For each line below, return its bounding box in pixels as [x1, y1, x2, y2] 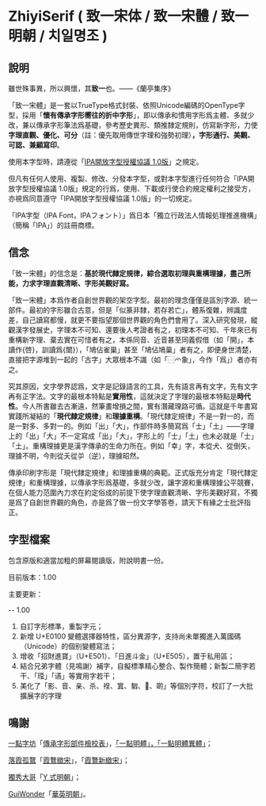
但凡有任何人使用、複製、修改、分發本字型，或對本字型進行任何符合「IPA [8, 174, 248, 183]
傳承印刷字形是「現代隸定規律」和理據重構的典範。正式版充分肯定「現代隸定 [8, 467, 258, 477]
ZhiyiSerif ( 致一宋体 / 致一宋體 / [8, 7, 218, 25]
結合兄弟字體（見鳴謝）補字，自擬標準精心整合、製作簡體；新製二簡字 [19, 661, 249, 670]
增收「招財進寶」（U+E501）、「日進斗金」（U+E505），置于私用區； [19, 651, 235, 661]
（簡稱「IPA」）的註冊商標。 [8, 221, 99, 230]
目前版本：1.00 [8, 572, 57, 581]
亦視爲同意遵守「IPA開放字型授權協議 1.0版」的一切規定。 [8, 194, 196, 203]
